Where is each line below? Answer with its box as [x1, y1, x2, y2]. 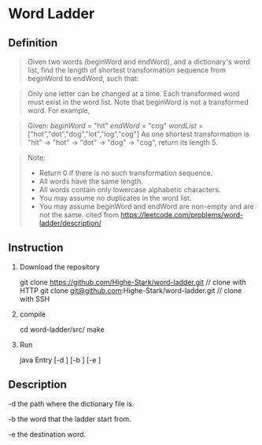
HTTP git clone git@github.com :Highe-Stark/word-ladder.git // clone [19, 285, 242, 295]
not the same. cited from [39, 210, 120, 219]
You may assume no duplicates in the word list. [39, 194, 192, 202]
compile [19, 309, 46, 319]
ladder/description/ [39, 218, 102, 228]
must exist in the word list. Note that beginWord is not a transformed [27, 98, 249, 106]
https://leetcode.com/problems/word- [120, 210, 244, 219]
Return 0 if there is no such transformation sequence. [39, 169, 213, 177]
